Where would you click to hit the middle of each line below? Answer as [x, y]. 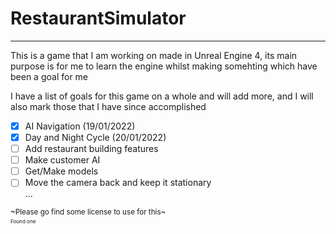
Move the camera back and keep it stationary [118, 183]
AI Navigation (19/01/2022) [80, 126]
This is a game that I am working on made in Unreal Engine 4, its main [154, 55]
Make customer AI [62, 160]
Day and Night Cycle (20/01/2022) [95, 137]
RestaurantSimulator [98, 18]
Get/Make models [61, 171]
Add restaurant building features [91, 149]
